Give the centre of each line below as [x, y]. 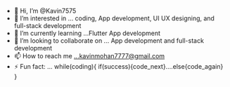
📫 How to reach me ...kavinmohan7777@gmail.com [89, 56]
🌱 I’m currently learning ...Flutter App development [87, 33]
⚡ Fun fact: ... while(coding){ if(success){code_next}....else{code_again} [119, 66]
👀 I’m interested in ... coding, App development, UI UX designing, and [114, 18]
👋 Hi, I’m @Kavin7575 [45, 11]
